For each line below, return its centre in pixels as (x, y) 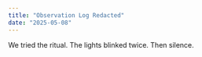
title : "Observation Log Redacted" (66, 15)
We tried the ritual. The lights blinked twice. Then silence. (101, 45)
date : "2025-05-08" (40, 23)
